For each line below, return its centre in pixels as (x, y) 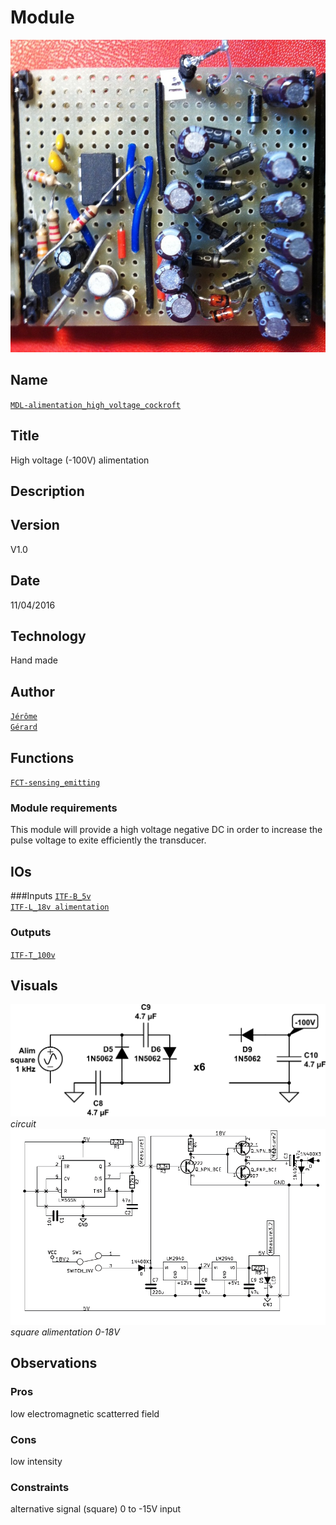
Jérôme (24, 717)
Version (35, 525)
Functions (42, 757)
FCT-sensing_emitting (55, 783)
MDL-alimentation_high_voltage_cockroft (96, 405)
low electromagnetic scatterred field (85, 1413)
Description (47, 491)
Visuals (34, 985)
